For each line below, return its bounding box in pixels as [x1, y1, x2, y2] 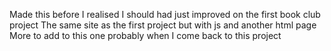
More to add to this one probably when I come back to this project [9, 30, 282, 41]
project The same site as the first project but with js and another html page [9, 19, 317, 31]
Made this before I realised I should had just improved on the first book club [9, 9, 321, 20]
